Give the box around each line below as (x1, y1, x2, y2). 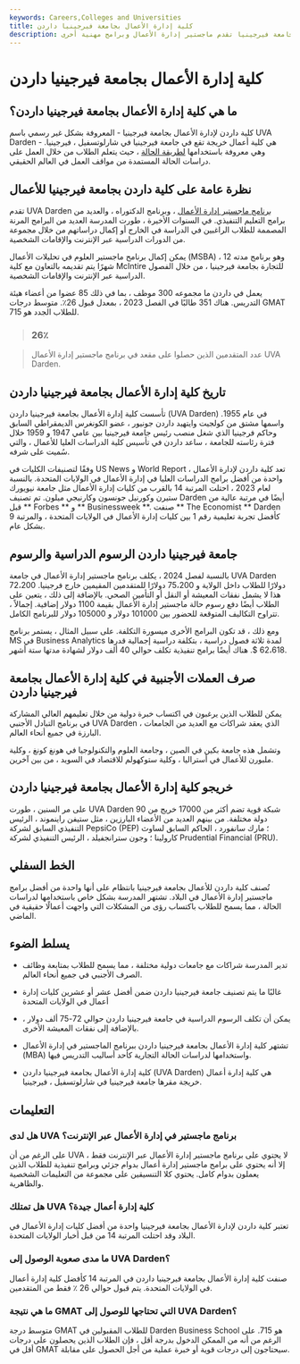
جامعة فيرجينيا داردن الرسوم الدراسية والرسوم (9, 546, 238, 561)
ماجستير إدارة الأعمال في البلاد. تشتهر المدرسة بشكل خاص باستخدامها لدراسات (9, 891, 273, 902)
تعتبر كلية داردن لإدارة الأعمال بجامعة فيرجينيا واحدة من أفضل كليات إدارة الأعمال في (9, 1221, 289, 1232)
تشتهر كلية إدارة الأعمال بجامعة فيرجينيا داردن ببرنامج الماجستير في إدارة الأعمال (21, 1040, 288, 1051)
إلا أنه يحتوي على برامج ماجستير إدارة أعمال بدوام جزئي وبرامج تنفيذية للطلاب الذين (9, 1159, 286, 1170)
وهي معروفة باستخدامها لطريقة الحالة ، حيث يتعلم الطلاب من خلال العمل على (9, 147, 266, 157)
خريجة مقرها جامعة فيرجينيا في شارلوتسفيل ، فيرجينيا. (21, 1076, 203, 1087)
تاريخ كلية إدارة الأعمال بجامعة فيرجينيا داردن (9, 384, 226, 400)
